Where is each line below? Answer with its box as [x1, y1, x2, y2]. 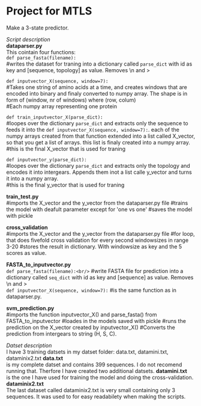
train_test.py [6, 192, 39, 200]
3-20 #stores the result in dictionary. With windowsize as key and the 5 [6, 242, 182, 250]
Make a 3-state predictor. [6, 24, 69, 31]
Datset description [6, 342, 52, 349]
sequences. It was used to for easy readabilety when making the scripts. [6, 393, 186, 400]
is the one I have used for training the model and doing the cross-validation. [6, 374, 194, 381]
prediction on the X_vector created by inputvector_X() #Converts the [6, 324, 175, 331]
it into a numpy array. [6, 174, 59, 182]
